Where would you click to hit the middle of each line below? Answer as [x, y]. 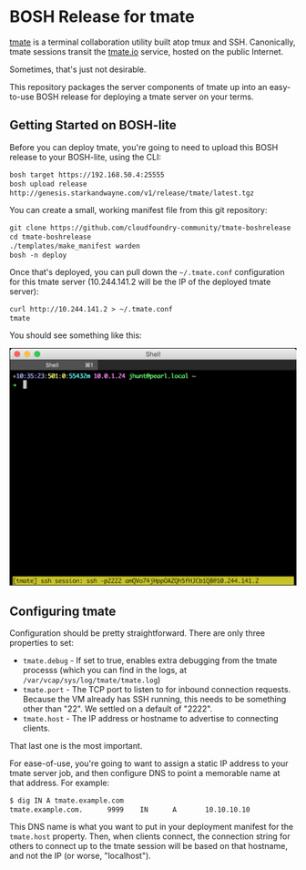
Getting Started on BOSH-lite [93, 125]
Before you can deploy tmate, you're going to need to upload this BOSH [144, 147]
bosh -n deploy [38, 255]
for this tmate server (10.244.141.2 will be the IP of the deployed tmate [140, 281]
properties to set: [42, 642]
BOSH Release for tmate [102, 17]
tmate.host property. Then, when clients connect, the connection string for [150, 836]
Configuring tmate [63, 611]
